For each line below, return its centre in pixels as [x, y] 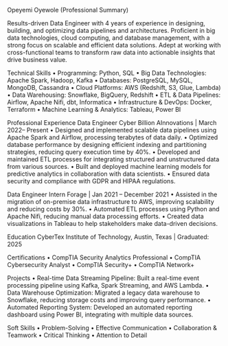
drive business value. [37, 60]
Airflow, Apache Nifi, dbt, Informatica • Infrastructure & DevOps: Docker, [110, 102]
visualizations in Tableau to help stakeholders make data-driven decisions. [113, 223]
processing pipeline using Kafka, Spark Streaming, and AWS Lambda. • [108, 285]
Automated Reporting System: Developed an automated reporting [100, 307]
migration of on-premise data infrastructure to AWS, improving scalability [111, 201]
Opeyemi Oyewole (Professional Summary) [68, 10]
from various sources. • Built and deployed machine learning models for [109, 166]
